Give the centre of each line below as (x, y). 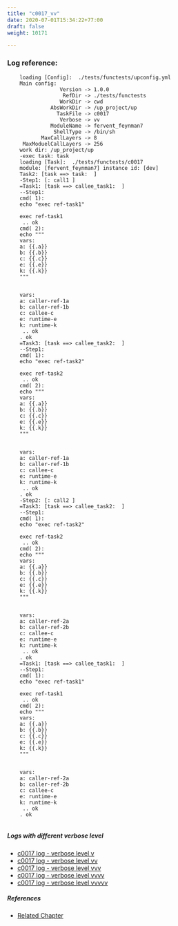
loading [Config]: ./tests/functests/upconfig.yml (95, 77)
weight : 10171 (28, 33)
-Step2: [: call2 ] (48, 500)
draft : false (26, 26)
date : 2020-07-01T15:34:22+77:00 (55, 20)
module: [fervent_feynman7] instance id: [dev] (89, 168)
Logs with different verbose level (55, 836)
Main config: (38, 84)
